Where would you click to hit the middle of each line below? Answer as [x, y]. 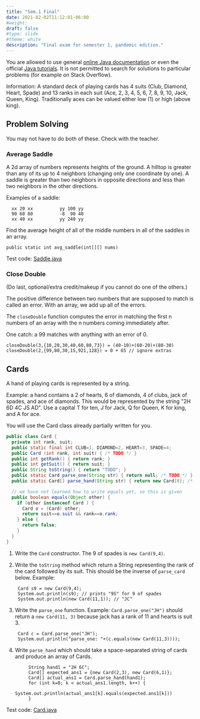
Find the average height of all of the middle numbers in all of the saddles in [98, 230]
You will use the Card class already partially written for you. [79, 426]
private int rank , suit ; [42, 442]
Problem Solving [37, 124]
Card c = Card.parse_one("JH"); [58, 634]
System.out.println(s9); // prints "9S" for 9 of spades [90, 593]
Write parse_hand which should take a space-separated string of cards [101, 650]
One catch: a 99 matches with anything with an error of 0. [77, 335]
